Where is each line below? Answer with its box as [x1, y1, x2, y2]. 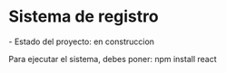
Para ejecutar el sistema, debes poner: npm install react [8, 53, 217, 64]
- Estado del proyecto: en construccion [8, 36, 155, 47]
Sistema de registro [8, 6, 160, 27]
